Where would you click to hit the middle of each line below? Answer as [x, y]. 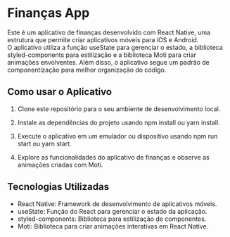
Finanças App [49, 13]
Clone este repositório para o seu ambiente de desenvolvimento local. [119, 109]
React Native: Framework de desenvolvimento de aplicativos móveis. [117, 204]
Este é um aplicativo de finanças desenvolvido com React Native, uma [109, 32]
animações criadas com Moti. [60, 165]
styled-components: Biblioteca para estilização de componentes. [112, 219]
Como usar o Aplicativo [60, 92]
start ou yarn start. [44, 143]
